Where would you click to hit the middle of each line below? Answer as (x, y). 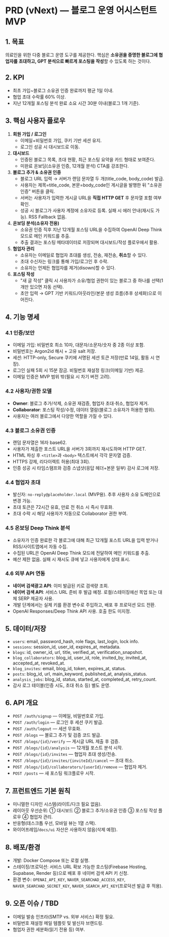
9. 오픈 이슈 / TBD (32, 904)
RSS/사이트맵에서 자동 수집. (40, 546)
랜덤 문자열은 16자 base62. (40, 442)
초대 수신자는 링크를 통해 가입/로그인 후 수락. (64, 261)
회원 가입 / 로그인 (29, 134)
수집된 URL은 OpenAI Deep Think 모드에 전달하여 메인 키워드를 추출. (81, 553)
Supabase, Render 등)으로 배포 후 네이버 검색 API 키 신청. (71, 873)
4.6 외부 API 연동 (25, 573)
